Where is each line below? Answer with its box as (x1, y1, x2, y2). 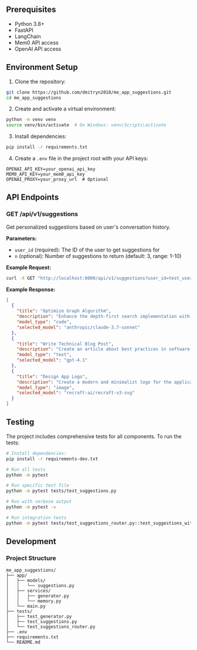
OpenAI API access (14, 45, 62, 52)
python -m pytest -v (6, 504, 57, 510)
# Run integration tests (6, 514, 67, 521)
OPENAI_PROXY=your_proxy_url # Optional (6, 176, 109, 182)
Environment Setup (6, 62, 78, 72)
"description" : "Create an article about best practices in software (16, 346, 191, 352)
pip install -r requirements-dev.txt (6, 455, 98, 462)
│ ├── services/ (6, 588, 51, 594)
